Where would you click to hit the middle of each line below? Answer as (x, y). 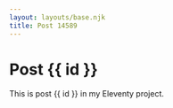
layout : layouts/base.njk (57, 17)
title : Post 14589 (43, 26)
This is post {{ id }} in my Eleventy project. (87, 94)
